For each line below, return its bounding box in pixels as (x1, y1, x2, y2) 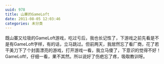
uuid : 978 (5, 7, 26, 12)
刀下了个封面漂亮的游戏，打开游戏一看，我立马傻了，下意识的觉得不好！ (13, 47, 161, 53)
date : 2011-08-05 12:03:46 (5, 16, 61, 21)
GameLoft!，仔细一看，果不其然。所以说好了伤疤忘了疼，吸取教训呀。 (5, 54, 148, 60)
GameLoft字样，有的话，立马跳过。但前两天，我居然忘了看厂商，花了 (13, 41, 155, 47)
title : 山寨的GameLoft (5, 12, 50, 17)
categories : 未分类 (5, 21, 43, 26)
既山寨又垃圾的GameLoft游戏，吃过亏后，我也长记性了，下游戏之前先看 (5, 35, 151, 41)
